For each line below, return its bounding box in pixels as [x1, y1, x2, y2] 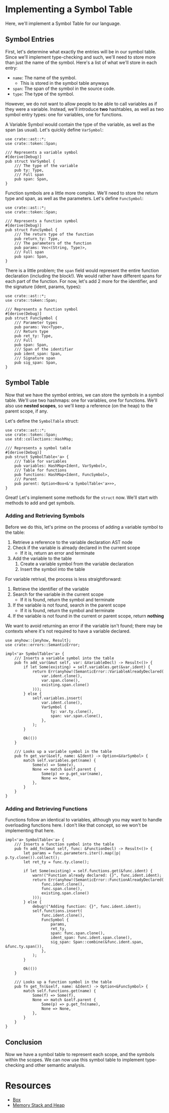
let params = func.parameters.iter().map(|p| [23, 851, 121, 856]
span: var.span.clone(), [50, 713, 103, 718]
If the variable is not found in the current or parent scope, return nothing [12, 613, 164, 619]
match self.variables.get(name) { [23, 758, 96, 763]
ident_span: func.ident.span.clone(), [50, 935, 133, 940]
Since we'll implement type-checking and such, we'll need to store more [5, 54, 156, 60]
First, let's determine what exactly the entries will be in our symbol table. [5, 48, 157, 54]
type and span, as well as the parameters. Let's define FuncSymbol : [5, 195, 144, 201]
